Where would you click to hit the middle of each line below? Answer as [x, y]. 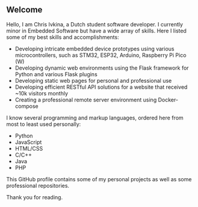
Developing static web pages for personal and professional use [93, 80]
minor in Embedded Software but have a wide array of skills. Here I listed [96, 31]
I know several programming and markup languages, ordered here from [95, 118]
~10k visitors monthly [41, 93]
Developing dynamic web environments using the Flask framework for [102, 68]
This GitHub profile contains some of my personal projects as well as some [99, 179]
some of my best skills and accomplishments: [63, 37]
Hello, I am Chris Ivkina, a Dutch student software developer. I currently [95, 24]
